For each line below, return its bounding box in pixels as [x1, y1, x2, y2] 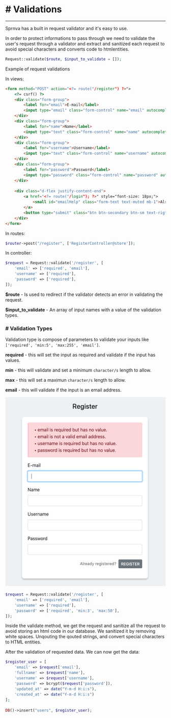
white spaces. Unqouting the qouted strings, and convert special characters [5, 634, 165, 640]
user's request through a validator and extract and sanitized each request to [5, 40, 165, 47]
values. [5, 357, 20, 363]
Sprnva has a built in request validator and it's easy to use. [5, 25, 128, 31]
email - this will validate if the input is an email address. [5, 387, 122, 393]
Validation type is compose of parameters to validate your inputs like [5, 336, 149, 343]
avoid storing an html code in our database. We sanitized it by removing [5, 628, 156, 634]
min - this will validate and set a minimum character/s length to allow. [5, 367, 152, 374]
